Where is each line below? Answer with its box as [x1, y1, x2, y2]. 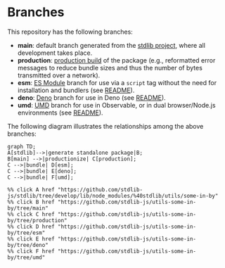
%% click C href [7, 210, 55, 218]
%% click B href [7, 198, 55, 205]
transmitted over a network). [17, 71, 101, 79]
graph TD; [7, 143, 37, 150]
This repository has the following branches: [7, 27, 134, 36]
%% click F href [7, 248, 55, 255]
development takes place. [17, 49, 93, 57]
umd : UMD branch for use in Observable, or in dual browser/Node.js [17, 101, 216, 109]
